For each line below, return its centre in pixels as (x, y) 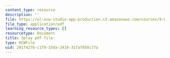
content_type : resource (30, 10)
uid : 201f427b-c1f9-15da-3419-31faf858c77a (52, 47)
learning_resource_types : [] (36, 29)
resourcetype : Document (30, 33)
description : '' (22, 15)
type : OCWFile (20, 43)
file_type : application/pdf (35, 24)
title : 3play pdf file (29, 38)
